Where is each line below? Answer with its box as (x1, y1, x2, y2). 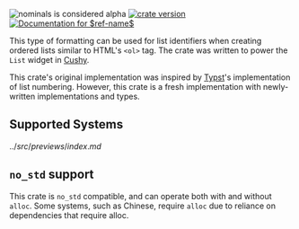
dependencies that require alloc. (9, 209, 129, 220)
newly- (263, 82, 289, 92)
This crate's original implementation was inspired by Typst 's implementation (9, 72, 291, 83)
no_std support (9, 167, 94, 182)
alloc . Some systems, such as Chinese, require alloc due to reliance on (9, 200, 277, 211)
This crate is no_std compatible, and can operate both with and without (9, 190, 272, 201)
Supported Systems (9, 117, 124, 132)
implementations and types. (37, 91, 141, 101)
